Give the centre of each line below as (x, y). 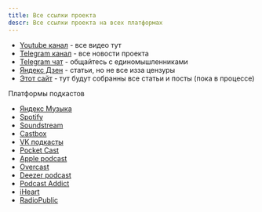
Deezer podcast (45, 175)
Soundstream (41, 125)
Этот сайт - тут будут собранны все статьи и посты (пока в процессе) (137, 78)
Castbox (33, 133)
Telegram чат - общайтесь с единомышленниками (104, 61)
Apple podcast (43, 158)
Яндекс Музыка (45, 108)
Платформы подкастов (46, 93)
